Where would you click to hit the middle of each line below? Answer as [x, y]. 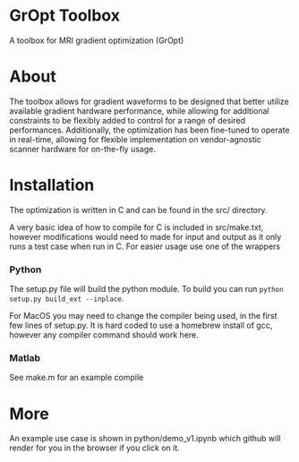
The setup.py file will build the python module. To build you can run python [146, 289]
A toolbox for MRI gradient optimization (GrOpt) [97, 40]
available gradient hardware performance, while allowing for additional [139, 111]
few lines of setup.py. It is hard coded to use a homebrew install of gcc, [141, 325]
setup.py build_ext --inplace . [67, 299]
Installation [52, 185]
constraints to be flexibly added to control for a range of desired [128, 120]
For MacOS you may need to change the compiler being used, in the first [143, 316]
